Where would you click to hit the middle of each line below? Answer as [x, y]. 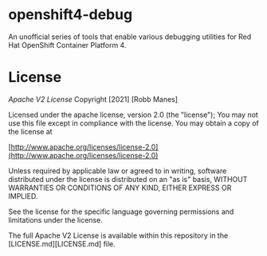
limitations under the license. [56, 219]
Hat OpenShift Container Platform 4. [67, 45]
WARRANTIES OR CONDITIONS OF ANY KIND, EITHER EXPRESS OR [120, 188]
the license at [31, 131]
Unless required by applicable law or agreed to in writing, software [118, 171]
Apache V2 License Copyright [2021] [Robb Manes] [93, 99]
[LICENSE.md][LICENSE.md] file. [62, 243]
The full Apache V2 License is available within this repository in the [118, 235]
